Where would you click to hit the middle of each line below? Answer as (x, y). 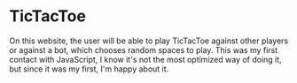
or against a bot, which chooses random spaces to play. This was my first (144, 49)
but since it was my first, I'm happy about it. (89, 69)
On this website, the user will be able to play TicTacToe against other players (149, 41)
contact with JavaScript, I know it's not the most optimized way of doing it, (145, 59)
